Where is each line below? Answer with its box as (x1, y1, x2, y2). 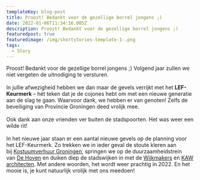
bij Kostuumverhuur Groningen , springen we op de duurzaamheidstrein (6, 147, 182, 155)
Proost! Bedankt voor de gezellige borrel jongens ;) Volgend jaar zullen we (6, 64, 190, 72)
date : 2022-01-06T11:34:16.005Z (6, 20, 87, 26)
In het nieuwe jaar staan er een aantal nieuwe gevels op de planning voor (6, 135, 187, 142)
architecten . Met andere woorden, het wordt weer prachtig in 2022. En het (6, 160, 190, 167)
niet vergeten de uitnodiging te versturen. (6, 70, 109, 78)
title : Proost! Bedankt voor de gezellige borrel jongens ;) (6, 14, 163, 20)
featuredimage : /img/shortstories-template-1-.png (6, 37, 136, 43)
